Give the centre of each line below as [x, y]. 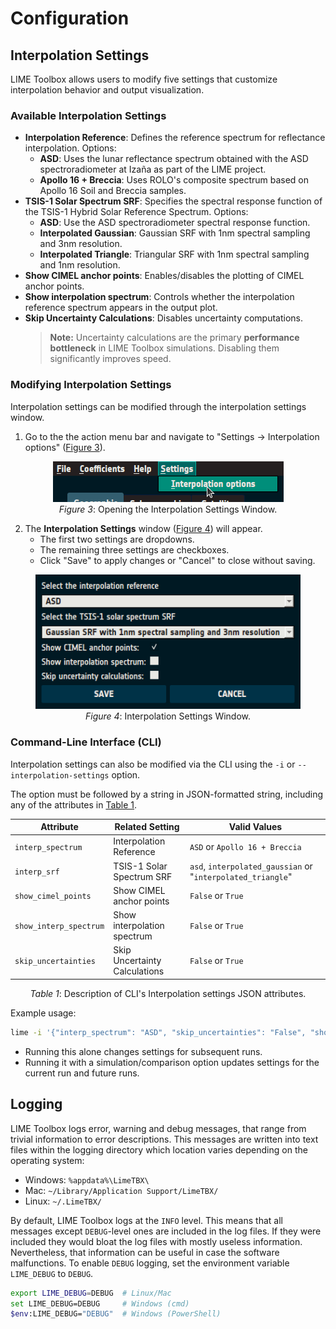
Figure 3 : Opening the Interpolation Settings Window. [168, 509]
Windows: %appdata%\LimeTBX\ [87, 1179]
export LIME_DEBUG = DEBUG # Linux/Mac [91, 1293]
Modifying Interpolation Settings [91, 385]
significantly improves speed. [110, 359]
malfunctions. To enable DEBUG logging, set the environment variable [150, 1263]
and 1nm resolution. [80, 265]
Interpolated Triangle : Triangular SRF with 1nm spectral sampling [174, 254]
